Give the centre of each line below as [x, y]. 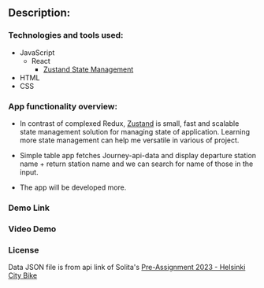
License [24, 249]
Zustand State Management [88, 69]
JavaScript [37, 52]
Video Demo [32, 229]
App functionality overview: [63, 106]
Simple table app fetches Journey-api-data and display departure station [138, 155]
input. [29, 172]
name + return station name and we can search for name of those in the [136, 164]
